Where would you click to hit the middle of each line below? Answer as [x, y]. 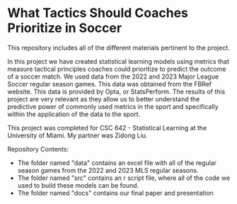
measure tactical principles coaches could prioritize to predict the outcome [117, 69]
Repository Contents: [38, 149]
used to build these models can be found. [78, 185]
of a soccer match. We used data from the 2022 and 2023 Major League [113, 76]
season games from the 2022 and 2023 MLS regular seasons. [108, 170]
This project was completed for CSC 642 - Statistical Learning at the [107, 127]
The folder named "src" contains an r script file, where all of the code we [124, 178]
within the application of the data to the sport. [74, 114]
